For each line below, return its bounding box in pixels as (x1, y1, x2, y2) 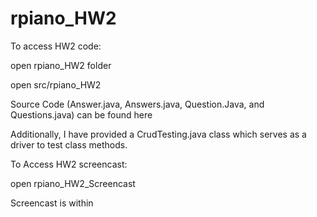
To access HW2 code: (10, 40, 102, 52)
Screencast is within (10, 197, 94, 209)
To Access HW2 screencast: (10, 158, 128, 170)
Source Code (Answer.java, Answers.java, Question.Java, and (10, 98, 265, 110)
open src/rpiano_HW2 (10, 78, 102, 91)
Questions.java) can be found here (10, 108, 153, 121)
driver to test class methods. (10, 138, 128, 151)
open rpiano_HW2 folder (10, 59, 112, 71)
